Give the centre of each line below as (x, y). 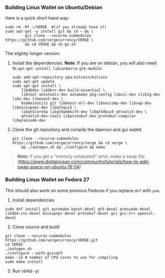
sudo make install (24, 262)
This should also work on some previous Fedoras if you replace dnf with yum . (83, 190)
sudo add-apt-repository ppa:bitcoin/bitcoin (60, 77)
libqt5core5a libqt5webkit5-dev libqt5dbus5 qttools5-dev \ (84, 112)
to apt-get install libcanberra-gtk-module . (57, 69)
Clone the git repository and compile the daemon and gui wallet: (77, 130)
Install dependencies (33, 200)
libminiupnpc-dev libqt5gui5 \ (44, 107)
